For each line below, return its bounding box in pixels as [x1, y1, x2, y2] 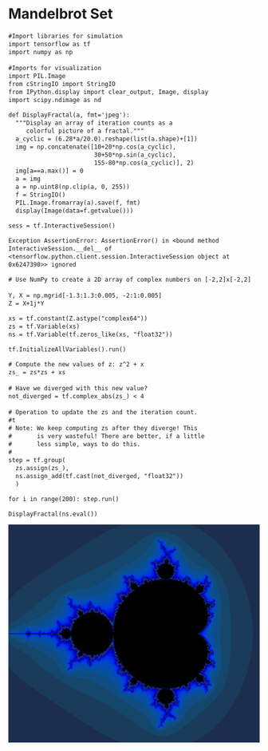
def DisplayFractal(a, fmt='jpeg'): [8, 111, 130, 119]
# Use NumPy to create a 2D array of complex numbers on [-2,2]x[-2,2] [8, 275, 251, 283]
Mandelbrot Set [8, 5, 113, 23]
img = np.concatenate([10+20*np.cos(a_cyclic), [15, 143, 177, 151]
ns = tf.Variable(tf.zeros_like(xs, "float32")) [8, 330, 173, 338]
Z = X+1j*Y [8, 299, 45, 307]
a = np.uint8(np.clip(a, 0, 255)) [15, 183, 130, 191]
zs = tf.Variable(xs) [8, 322, 81, 330]
